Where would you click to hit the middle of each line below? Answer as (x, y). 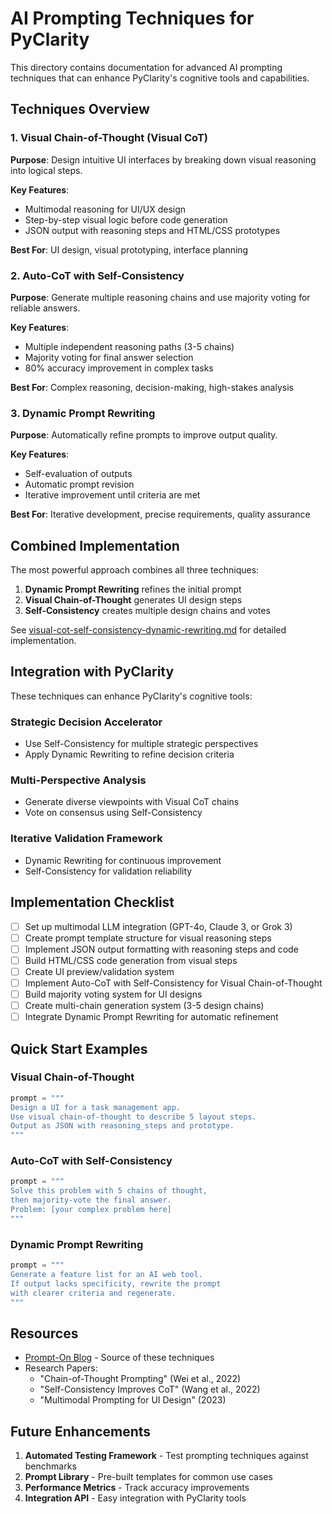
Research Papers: (61, 1368)
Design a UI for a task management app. (96, 1107)
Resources (44, 1333)
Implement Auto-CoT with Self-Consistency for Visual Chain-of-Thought (173, 983)
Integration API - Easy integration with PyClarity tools (135, 1498)
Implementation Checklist (92, 902)
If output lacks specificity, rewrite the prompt (116, 1283)
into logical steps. (46, 170)
